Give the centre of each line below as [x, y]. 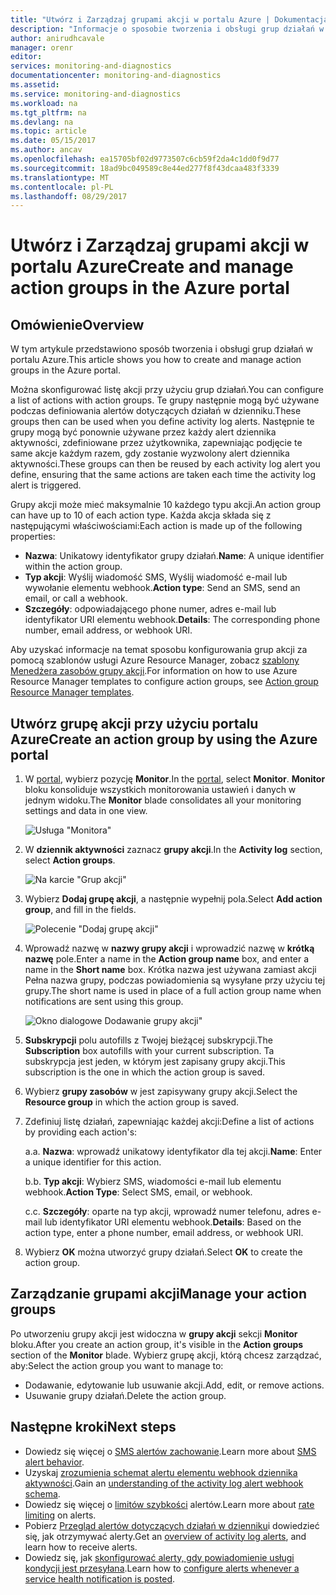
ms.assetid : [35, 85]
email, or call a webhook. [76, 598]
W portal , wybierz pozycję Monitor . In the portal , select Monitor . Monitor [175, 779]
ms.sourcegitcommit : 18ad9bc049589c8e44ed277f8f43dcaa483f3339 [145, 168]
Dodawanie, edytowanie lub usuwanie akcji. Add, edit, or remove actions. [174, 1385]
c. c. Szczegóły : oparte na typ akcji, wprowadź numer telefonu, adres [167, 1212]
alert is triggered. [46, 485]
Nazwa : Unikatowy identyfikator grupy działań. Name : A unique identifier [174, 556]
